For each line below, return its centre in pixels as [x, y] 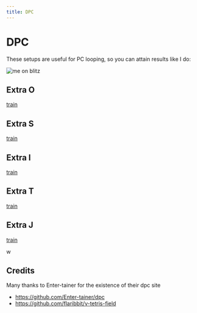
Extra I [19, 157]
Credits [21, 271]
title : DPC [20, 12]
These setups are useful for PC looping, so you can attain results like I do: [99, 59]
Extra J [20, 225]
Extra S [20, 123]
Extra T [20, 192]
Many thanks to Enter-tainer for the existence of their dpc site [84, 285]
